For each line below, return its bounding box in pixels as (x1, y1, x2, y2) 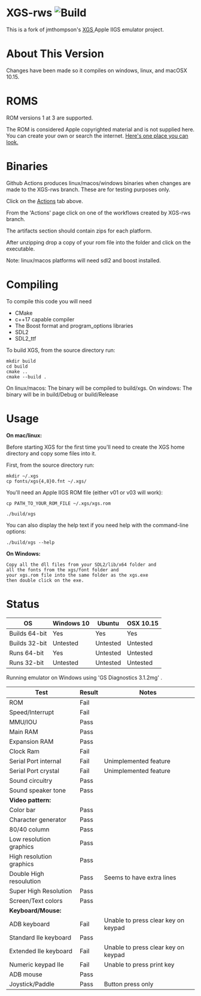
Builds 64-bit (9, 629, 47, 637)
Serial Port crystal (9, 767, 60, 775)
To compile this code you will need (6, 297, 92, 305)
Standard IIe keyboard (9, 933, 72, 941)
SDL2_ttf (14, 335, 36, 342)
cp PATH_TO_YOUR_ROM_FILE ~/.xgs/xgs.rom (6, 500, 111, 506)
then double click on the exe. (6, 577, 84, 583)
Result (80, 688, 99, 696)
